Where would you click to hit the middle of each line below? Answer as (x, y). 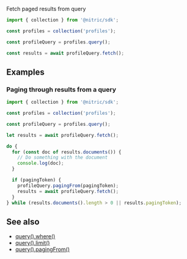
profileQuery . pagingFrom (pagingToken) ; (68, 186)
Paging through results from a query (61, 89)
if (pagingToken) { (37, 180)
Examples (25, 72)
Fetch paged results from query (46, 9)
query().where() (35, 236)
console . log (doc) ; (41, 163)
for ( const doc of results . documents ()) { (67, 152)
